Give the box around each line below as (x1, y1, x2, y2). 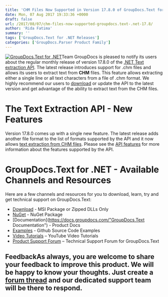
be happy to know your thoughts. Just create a (5, 268, 153, 277)
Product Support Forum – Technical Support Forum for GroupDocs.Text (12, 238, 159, 244)
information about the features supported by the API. (5, 146, 114, 152)
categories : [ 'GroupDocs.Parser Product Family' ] (5, 40, 111, 45)
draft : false (5, 17, 32, 22)
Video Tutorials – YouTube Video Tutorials (12, 232, 98, 238)
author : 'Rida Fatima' (5, 26, 52, 31)
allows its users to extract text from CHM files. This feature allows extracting (5, 70, 163, 76)
